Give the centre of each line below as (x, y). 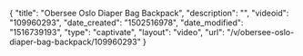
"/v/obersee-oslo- (260, 32)
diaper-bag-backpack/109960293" (75, 42)
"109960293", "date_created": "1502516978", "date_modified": (126, 23)
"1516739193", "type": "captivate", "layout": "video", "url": (117, 32)
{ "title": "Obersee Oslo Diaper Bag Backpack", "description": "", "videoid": (149, 13)
